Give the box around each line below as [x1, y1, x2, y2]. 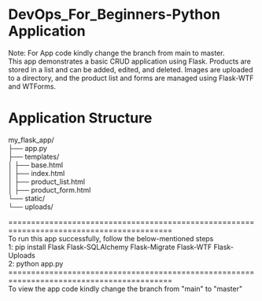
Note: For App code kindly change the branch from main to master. [8, 48, 225, 57]
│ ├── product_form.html [8, 185, 91, 194]
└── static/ [8, 193, 46, 203]
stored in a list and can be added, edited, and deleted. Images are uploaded [8, 64, 253, 74]
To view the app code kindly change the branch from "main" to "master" [8, 284, 243, 293]
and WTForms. [8, 81, 57, 91]
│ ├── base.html [8, 160, 64, 170]
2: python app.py [8, 259, 64, 268]
